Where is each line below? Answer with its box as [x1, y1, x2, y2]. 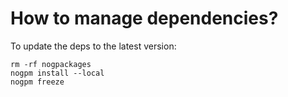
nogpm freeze [10, 77, 65, 87]
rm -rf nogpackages [10, 59, 92, 69]
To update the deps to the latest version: [10, 40, 177, 52]
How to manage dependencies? [10, 7, 279, 30]
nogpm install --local [10, 68, 105, 78]
